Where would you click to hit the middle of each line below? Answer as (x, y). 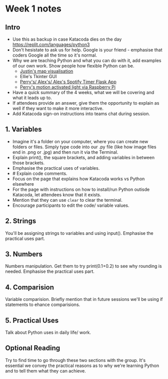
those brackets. (28, 163)
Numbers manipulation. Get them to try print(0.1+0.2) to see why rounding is (83, 266)
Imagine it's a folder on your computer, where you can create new (80, 141)
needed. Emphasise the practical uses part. (50, 271)
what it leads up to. (32, 98)
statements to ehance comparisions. (43, 305)
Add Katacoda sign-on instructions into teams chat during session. (81, 114)
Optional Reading (33, 348)
